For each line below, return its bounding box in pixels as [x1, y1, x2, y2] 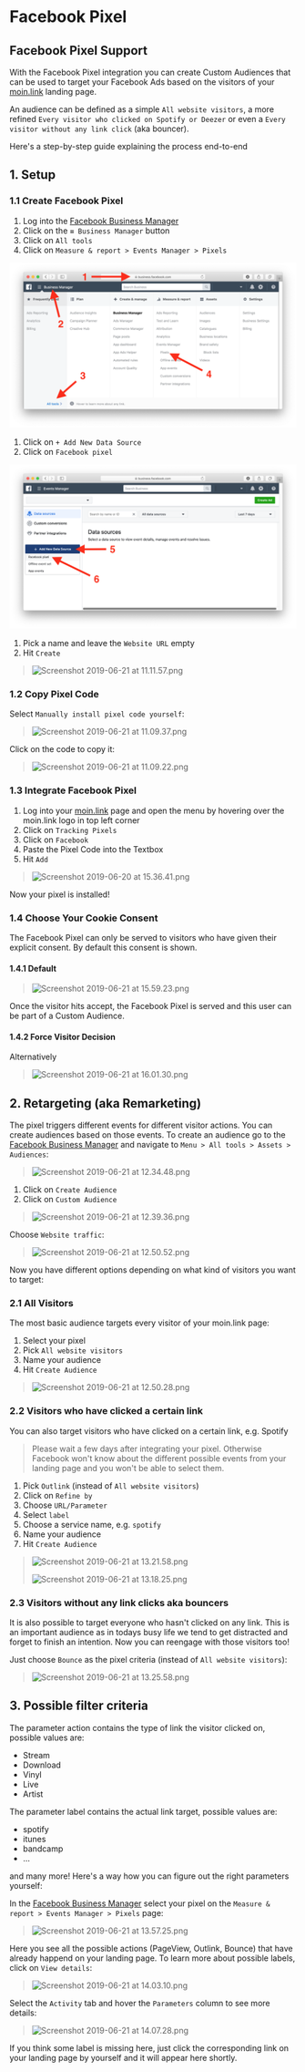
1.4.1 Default [9, 963, 57, 974]
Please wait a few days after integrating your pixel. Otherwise [31, 1443, 262, 1454]
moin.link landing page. [9, 87, 97, 97]
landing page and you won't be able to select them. [31, 1462, 225, 1473]
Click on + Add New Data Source [22, 437, 142, 448]
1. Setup [9, 167, 56, 183]
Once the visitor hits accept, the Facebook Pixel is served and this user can [9, 1001, 292, 1012]
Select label [22, 1509, 70, 1520]
